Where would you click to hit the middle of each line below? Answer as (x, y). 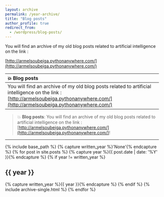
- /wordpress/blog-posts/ (36, 32)
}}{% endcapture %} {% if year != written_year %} (55, 157)
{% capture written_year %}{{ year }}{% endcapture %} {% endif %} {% (78, 184)
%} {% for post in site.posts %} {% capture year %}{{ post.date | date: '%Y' (81, 152)
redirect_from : (20, 28)
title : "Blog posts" (26, 19)
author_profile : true (27, 23)
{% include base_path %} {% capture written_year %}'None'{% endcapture (81, 147)
